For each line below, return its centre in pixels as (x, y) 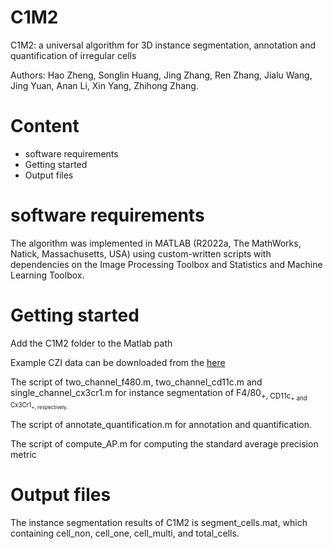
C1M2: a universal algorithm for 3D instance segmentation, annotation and (163, 45)
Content (45, 126)
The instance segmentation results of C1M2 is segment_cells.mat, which (159, 522)
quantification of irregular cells (73, 55)
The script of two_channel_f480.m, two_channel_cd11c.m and (136, 382)
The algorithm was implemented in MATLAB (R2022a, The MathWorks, (156, 243)
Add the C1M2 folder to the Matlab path (91, 343)
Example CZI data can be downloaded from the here (118, 362)
